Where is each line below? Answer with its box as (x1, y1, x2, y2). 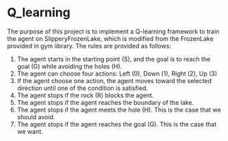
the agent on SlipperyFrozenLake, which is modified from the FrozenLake (7, 34, 214, 42)
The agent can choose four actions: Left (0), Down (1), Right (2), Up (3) (16, 69, 218, 78)
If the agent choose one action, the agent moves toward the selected (16, 76, 212, 84)
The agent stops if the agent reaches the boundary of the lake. (16, 98, 194, 106)
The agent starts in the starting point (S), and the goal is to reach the (16, 54, 211, 63)
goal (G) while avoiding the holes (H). (16, 62, 123, 70)
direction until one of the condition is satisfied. (16, 84, 149, 92)
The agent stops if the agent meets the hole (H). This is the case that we (16, 106, 221, 114)
